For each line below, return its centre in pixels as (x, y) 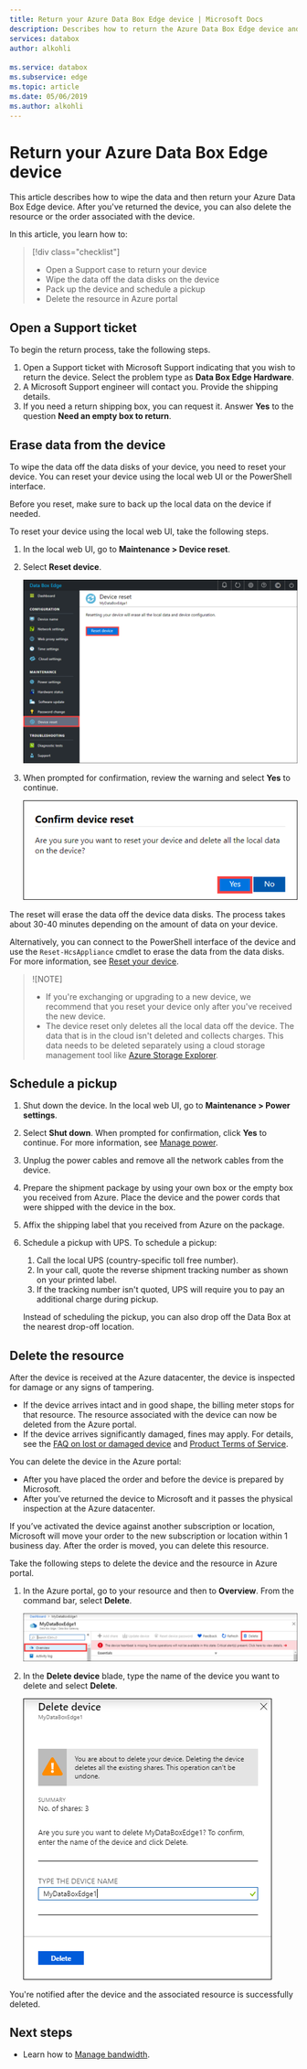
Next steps (41, 2033)
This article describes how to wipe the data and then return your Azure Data (153, 198)
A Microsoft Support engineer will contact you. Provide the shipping (150, 387)
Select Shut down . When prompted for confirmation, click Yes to (145, 1133)
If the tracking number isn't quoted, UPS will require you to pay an (160, 1290)
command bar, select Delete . (77, 1601)
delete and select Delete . (70, 1685)
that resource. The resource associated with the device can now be (149, 1415)
